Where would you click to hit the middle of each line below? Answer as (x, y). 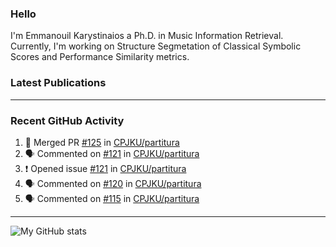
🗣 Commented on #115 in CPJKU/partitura (112, 198)
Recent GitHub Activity (67, 120)
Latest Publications (58, 83)
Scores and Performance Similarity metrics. (100, 57)
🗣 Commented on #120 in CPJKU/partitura (113, 183)
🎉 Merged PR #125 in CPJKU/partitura (102, 142)
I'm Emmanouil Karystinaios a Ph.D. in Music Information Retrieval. (147, 36)
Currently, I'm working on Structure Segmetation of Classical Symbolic (156, 46)
